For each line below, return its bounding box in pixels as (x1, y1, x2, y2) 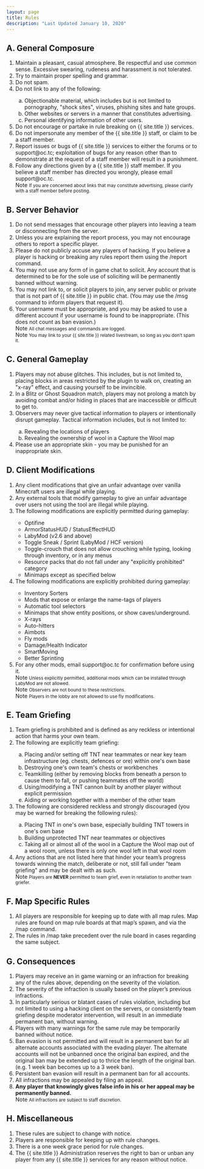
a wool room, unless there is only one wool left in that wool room (24, 847, 186, 855)
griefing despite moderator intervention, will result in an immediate (15, 1011, 183, 1019)
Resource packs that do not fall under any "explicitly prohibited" (24, 558, 185, 566)
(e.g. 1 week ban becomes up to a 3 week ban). (15, 1063, 135, 1071)
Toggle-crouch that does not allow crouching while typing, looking (24, 545, 191, 552)
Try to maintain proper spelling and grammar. (15, 72, 129, 79)
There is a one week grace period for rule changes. (15, 1143, 144, 1150)
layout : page (6, 9, 40, 15)
